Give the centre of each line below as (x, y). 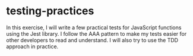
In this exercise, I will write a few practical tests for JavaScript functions (94, 27)
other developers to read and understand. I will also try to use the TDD (92, 40)
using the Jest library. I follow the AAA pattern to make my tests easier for (96, 33)
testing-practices (50, 11)
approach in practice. (32, 46)
